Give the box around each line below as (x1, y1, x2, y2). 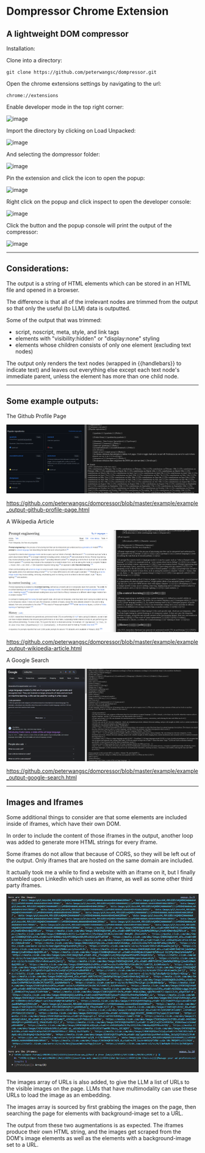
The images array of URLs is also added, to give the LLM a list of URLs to (6, 1078, 190, 1086)
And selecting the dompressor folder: (6, 151, 101, 158)
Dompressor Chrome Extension (6, 4, 169, 18)
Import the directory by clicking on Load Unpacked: (6, 127, 136, 134)
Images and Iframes (6, 797, 84, 808)
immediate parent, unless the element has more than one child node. (6, 372, 179, 380)
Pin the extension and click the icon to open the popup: (6, 174, 145, 182)
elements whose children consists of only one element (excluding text (15, 341, 191, 348)
